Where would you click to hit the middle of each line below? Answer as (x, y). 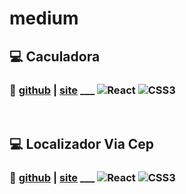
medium (44, 18)
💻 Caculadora (55, 56)
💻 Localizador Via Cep (82, 144)
